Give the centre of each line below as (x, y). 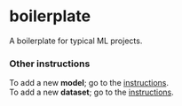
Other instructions (50, 64)
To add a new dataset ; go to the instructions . (92, 92)
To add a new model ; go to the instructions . (89, 83)
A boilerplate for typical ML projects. (76, 41)
